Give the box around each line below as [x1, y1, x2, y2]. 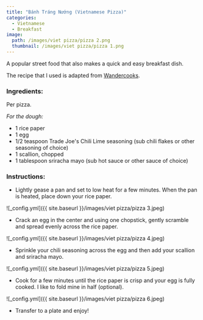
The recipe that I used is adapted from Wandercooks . [6, 72, 140, 79]
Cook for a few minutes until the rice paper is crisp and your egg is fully [15, 277, 195, 285]
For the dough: [6, 113, 44, 120]
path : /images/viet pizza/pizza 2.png [12, 37, 111, 43]
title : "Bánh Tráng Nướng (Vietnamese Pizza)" [6, 9, 127, 15]
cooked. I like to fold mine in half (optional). [15, 283, 124, 291]
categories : [6, 15, 37, 21]
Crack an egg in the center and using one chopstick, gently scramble [15, 217, 189, 224]
